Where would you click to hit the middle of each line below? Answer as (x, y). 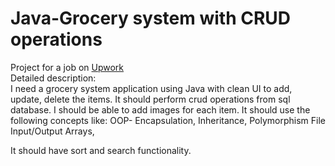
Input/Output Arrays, (52, 131)
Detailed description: (53, 78)
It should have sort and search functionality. (101, 150)
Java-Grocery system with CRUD (151, 18)
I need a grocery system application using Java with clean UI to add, (151, 88)
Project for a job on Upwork (67, 67)
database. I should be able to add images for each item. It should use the (160, 109)
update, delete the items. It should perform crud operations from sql (150, 99)
